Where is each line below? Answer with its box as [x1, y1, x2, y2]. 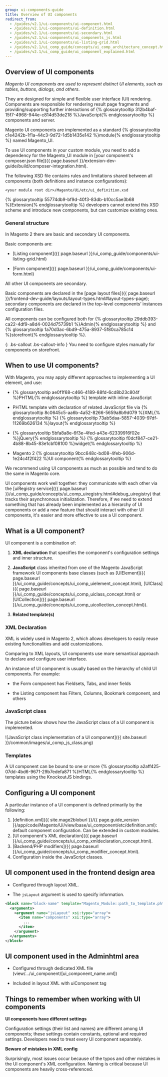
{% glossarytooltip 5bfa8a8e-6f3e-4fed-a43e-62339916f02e [12, 430, 140, 436]
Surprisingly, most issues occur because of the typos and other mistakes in [5, 1055, 161, 1061]
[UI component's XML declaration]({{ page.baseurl [12, 832, 117, 838]
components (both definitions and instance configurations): [5, 178, 127, 184]
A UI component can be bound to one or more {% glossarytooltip [5, 763, 139, 769]
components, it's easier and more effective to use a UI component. [5, 512, 143, 518]
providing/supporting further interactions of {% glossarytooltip [5, 106, 134, 112]
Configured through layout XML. [12, 881, 79, 887]
